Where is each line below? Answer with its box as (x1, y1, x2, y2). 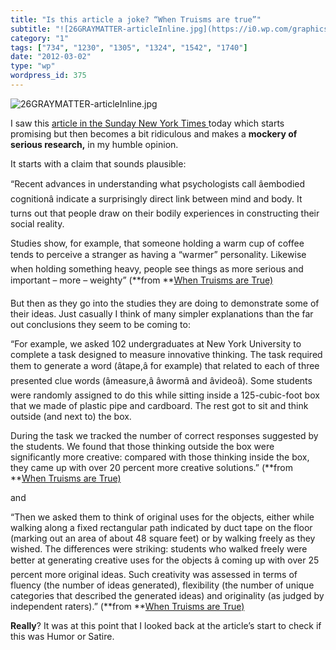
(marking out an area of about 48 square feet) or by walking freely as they (10, 532, 316, 544)
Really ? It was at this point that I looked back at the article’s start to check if (10, 619, 322, 631)
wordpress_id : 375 (10, 71, 87, 81)
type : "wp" (10, 61, 56, 71)
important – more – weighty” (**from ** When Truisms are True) (10, 274, 274, 286)
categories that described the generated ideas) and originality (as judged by (10, 589, 325, 601)
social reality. (10, 217, 65, 230)
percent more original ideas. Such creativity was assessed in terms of (10, 568, 298, 580)
